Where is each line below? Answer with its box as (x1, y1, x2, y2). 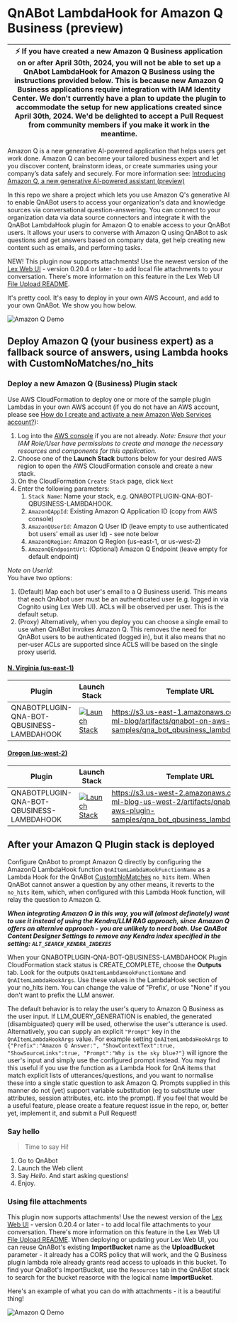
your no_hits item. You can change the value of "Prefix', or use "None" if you (7, 983, 231, 991)
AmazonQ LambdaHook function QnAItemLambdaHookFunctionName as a (7, 865, 210, 873)
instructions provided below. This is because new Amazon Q (13, 75, 225, 85)
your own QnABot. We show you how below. (7, 300, 137, 310)
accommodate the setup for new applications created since (16, 102, 222, 111)
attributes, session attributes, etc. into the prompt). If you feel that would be (7, 1094, 228, 1102)
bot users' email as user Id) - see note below (28, 529, 159, 538)
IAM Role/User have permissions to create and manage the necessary (17, 439, 224, 447)
